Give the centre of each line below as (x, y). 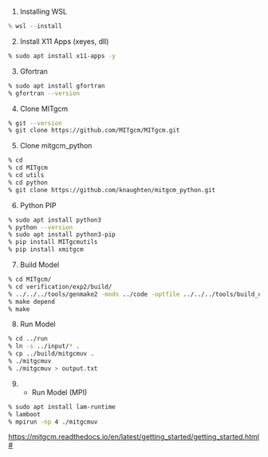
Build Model (39, 265)
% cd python (28, 183)
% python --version (41, 227)
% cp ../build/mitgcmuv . (51, 354)
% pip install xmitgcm (46, 250)
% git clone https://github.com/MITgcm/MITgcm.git (94, 131)
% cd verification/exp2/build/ (60, 286)
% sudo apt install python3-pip (62, 234)
